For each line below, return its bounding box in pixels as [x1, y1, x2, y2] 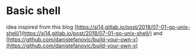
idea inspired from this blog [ [6, 23, 77, 30]
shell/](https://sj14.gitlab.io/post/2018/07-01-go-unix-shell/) [6, 29, 153, 36]
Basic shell [6, 4, 61, 18]
